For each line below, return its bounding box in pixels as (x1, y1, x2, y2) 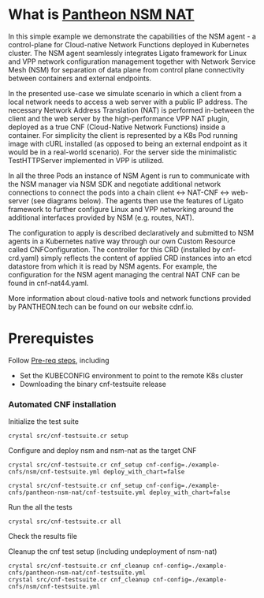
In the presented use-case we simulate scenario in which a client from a (8, 88, 242, 98)
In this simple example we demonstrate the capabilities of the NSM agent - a (8, 32, 256, 41)
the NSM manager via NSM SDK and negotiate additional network (8, 179, 221, 188)
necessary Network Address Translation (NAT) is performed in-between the (8, 105, 255, 115)
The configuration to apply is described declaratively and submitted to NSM (8, 228, 255, 237)
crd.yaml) (8, 253, 39, 262)
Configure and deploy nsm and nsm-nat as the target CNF (8, 446, 197, 455)
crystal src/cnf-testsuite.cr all (8, 518, 122, 526)
